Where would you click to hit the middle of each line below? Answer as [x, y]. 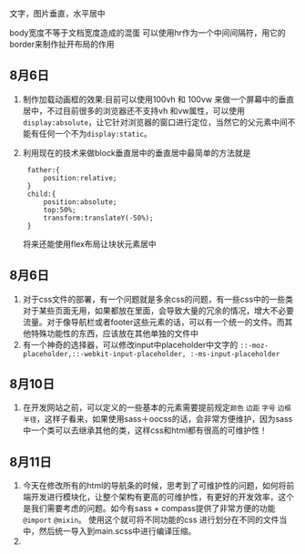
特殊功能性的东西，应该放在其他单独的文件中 [114, 333]
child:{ [41, 194]
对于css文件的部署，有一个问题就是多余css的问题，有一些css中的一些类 [158, 299]
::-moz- [254, 345]
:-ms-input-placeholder [235, 354]
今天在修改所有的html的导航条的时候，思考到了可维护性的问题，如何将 [154, 486]
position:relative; [80, 178]
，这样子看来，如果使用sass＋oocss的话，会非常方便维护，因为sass [164, 419]
